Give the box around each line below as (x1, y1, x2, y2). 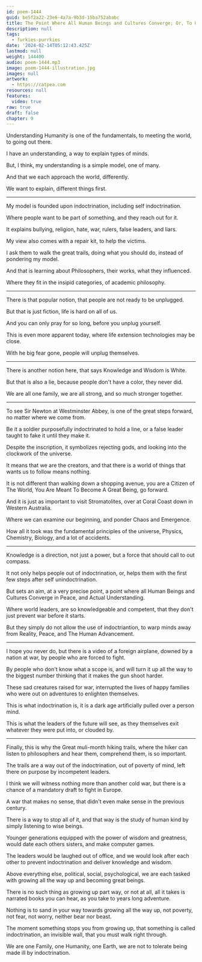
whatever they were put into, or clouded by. (6, 726, 114, 733)
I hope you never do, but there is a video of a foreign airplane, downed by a (6, 648, 193, 655)
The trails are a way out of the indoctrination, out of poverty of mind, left (6, 762, 185, 769)
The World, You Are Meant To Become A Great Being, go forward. (6, 486, 169, 493)
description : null (6, 25, 52, 32)
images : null (6, 71, 39, 77)
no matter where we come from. (6, 414, 86, 421)
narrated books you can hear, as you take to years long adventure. (6, 895, 171, 902)
